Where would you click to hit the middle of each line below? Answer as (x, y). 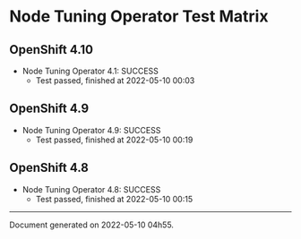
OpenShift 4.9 (49, 109)
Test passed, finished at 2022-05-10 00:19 (114, 140)
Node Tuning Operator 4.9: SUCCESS (91, 130)
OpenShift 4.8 (49, 168)
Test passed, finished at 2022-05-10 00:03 (115, 81)
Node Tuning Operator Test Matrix (139, 17)
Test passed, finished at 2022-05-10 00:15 (114, 199)
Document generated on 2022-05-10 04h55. (92, 225)
